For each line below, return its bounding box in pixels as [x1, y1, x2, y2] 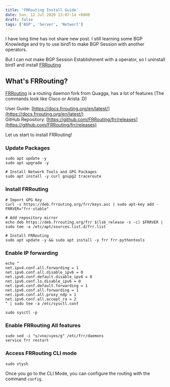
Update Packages [5, 144, 50, 151]
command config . [5, 376, 43, 382]
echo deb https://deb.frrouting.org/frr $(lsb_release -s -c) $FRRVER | [5, 220, 163, 225]
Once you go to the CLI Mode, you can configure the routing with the [5, 370, 151, 376]
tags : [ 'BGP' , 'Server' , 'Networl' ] [5, 21, 83, 27]
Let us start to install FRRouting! [5, 132, 72, 138]
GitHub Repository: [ [5, 116, 48, 123]
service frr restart [5, 338, 50, 343]
